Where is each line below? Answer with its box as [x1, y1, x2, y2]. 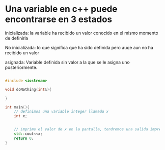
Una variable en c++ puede [5, 3, 118, 15]
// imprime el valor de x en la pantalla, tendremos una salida [14, 127, 148, 132]
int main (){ [5, 105, 29, 109]
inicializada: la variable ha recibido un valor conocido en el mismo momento [5, 30, 159, 36]
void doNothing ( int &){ [5, 87, 52, 92]
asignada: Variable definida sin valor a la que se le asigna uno [5, 59, 130, 65]
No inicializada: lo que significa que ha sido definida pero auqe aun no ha [5, 44, 154, 50]
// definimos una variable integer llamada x [14, 109, 109, 114]
